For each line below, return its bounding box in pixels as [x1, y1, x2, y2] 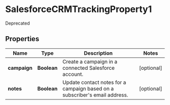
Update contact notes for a [62, 79, 126, 86]
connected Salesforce [62, 64, 115, 71]
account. [62, 70, 83, 77]
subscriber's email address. [62, 91, 129, 98]
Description [83, 49, 113, 56]
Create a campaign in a [62, 58, 118, 65]
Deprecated [5, 20, 30, 26]
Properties [5, 35, 39, 43]
